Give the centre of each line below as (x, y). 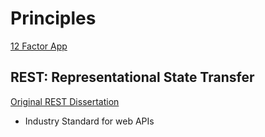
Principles (53, 18)
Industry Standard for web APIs (89, 121)
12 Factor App (39, 46)
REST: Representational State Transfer (132, 77)
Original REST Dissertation (65, 101)
